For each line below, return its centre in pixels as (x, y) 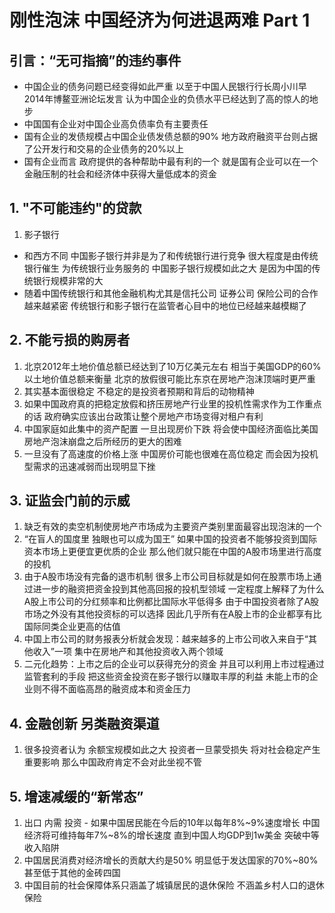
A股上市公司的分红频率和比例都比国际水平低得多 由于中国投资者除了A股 (171, 602)
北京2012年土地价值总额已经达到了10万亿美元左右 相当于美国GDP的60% (172, 366)
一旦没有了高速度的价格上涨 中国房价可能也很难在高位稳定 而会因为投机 (171, 453)
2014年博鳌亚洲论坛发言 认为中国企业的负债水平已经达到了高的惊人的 (166, 99)
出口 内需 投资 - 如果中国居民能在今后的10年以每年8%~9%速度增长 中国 (172, 823)
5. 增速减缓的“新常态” (76, 796)
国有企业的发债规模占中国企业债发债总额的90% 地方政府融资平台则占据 (170, 136)
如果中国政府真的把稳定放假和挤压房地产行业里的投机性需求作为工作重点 (172, 403)
